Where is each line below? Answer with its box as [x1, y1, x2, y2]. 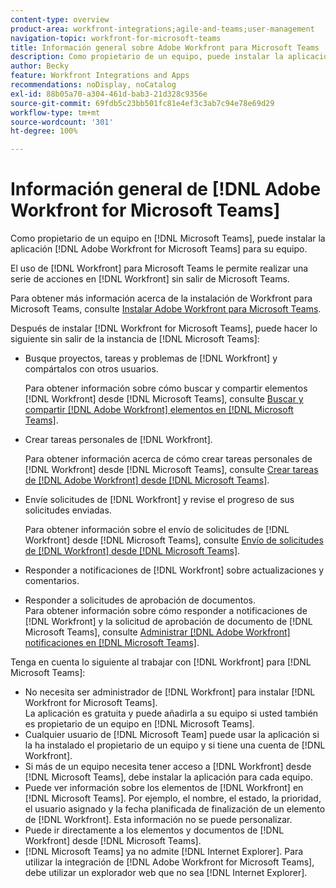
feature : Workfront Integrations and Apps [10, 71, 190, 81]
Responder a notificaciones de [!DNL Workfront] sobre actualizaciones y [24, 564, 325, 576]
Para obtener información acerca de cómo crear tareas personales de [24, 453, 313, 465]
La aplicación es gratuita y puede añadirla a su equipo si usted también [24, 707, 319, 720]
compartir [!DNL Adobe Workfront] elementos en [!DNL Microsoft [24, 404, 294, 416]
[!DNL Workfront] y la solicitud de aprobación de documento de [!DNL [24, 616, 313, 628]
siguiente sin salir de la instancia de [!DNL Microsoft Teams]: [10, 333, 260, 345]
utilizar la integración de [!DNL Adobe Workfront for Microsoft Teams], [24, 856, 315, 868]
